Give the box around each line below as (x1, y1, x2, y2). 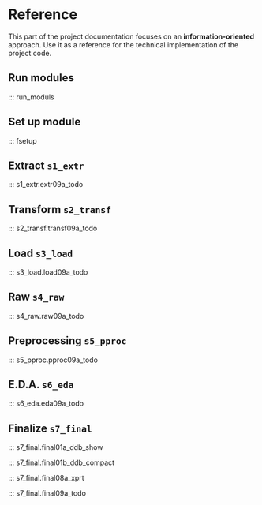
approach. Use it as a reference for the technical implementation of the (8, 39, 239, 49)
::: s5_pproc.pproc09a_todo (8, 355, 99, 365)
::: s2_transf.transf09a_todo (8, 223, 98, 234)
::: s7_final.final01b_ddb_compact (8, 458, 115, 467)
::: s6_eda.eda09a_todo (8, 398, 84, 408)
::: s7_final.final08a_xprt (8, 473, 84, 483)
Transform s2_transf (8, 203, 112, 216)
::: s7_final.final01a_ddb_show (8, 443, 103, 452)
